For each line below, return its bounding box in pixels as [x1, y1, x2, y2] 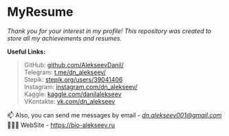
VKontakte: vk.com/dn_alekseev [23, 97, 116, 105]
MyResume [7, 4, 74, 20]
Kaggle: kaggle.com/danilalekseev [23, 90, 122, 98]
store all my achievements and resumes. [7, 34, 122, 42]
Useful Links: [7, 47, 46, 56]
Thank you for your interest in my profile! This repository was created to [7, 27, 212, 35]
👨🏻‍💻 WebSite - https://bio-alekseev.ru [7, 121, 116, 129]
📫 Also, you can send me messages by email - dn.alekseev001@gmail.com [7, 111, 222, 119]
